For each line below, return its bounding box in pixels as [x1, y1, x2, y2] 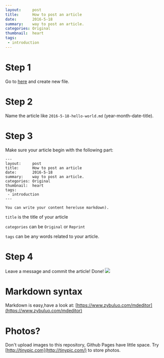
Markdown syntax [5, 286, 83, 297]
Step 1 [5, 61, 31, 73]
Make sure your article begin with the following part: [5, 147, 113, 153]
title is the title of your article [5, 214, 68, 220]
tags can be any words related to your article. [5, 233, 100, 239]
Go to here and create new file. [5, 78, 69, 84]
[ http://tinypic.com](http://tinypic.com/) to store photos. [5, 347, 121, 353]
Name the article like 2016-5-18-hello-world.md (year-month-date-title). [5, 113, 154, 119]
